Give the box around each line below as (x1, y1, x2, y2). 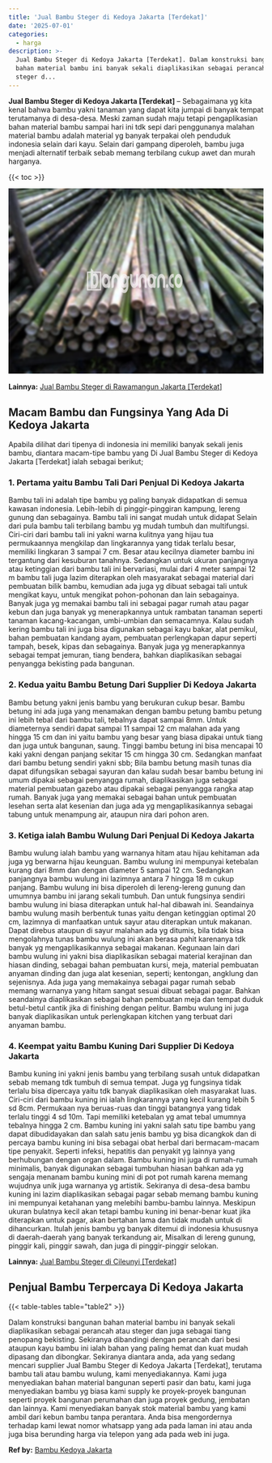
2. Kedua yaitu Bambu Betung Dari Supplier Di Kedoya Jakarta (8, 679, 257, 690)
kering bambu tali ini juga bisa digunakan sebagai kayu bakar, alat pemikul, (8, 625, 258, 634)
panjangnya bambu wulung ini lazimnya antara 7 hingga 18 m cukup (8, 873, 235, 883)
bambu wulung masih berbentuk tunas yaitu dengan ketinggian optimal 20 (8, 908, 257, 918)
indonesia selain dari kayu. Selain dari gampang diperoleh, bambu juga (8, 139, 244, 149)
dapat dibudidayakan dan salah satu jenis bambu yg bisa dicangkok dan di (8, 1129, 257, 1139)
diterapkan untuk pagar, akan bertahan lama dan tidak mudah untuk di (8, 1215, 243, 1225)
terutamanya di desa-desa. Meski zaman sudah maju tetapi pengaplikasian (8, 113, 258, 123)
